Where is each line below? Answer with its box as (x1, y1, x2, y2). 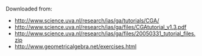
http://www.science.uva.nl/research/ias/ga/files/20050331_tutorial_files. (14, 30, 196, 37)
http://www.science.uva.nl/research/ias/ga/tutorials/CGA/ (14, 17, 159, 24)
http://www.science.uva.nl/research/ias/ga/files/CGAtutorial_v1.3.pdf (14, 24, 187, 30)
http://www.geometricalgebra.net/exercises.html (14, 43, 137, 50)
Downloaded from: (5, 5, 52, 12)
